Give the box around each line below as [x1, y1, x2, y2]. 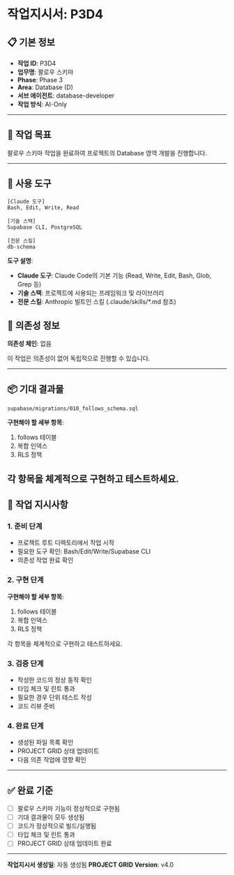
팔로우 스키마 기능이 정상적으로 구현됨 [17, 805, 120, 813]
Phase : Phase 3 [17, 76, 63, 84]
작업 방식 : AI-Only [17, 100, 68, 108]
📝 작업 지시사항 [7, 499, 68, 511]
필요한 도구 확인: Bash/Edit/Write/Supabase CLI [17, 547, 151, 556]
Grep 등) [17, 280, 42, 288]
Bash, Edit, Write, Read [7, 204, 79, 211]
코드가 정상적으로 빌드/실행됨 [17, 822, 97, 830]
